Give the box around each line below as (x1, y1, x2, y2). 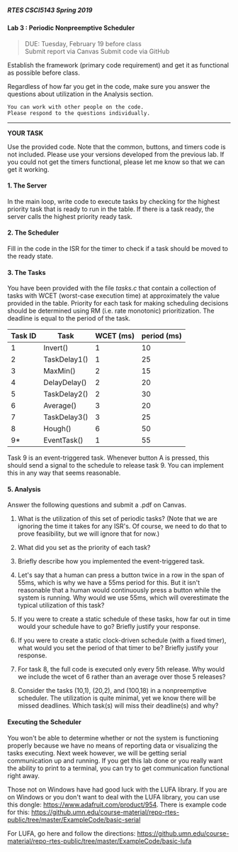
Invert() (43, 343, 69, 353)
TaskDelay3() (43, 412, 89, 422)
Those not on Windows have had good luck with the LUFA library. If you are (7, 785, 228, 794)
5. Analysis (7, 485, 41, 493)
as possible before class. (7, 68, 80, 77)
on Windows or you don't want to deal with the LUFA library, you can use (7, 792, 220, 801)
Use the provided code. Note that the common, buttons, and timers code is (7, 142, 226, 151)
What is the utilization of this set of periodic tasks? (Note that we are (17, 514, 217, 523)
